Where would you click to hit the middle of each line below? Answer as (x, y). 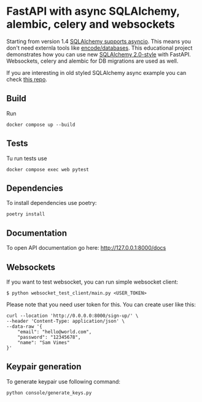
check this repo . (27, 79)
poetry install (26, 214)
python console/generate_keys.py (49, 393)
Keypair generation (44, 367)
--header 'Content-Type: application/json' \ (65, 321)
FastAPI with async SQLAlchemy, (93, 11)
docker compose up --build (41, 125)
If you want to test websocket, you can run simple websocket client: (92, 282)
